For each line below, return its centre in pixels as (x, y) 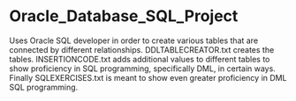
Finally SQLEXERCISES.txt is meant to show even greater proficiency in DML (148, 77)
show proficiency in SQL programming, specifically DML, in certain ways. (142, 69)
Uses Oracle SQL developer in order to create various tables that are (134, 40)
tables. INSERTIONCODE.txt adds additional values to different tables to (140, 59)
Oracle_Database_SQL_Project (124, 16)
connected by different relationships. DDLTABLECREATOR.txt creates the (142, 49)
